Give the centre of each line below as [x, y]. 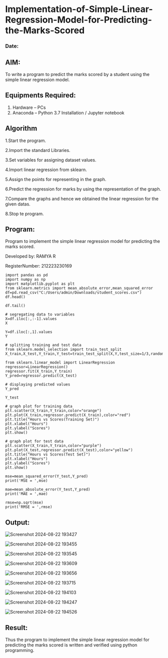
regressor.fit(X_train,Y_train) [39, 371]
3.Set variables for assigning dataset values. [51, 160]
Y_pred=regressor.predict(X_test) [41, 376]
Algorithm [21, 128]
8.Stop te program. [24, 213]
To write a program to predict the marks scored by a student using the [77, 74]
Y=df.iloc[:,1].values [29, 332]
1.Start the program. [26, 140]
